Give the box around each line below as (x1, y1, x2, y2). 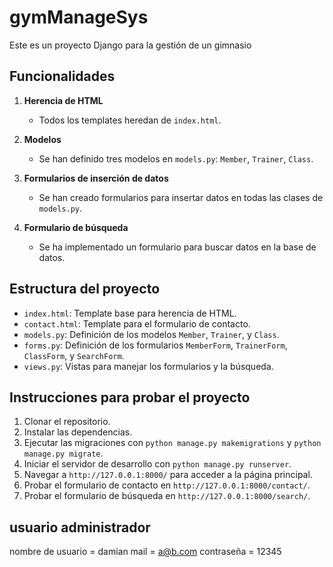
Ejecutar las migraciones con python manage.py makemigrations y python (23, 437, 322, 449)
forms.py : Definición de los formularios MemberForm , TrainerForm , (23, 339, 288, 351)
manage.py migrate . (23, 447, 104, 460)
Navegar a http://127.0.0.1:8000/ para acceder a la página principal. (23, 469, 313, 481)
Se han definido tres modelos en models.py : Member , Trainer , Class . (38, 152, 314, 165)
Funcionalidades (9, 68, 116, 85)
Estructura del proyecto (9, 281, 161, 298)
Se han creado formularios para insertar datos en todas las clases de (38, 191, 324, 203)
